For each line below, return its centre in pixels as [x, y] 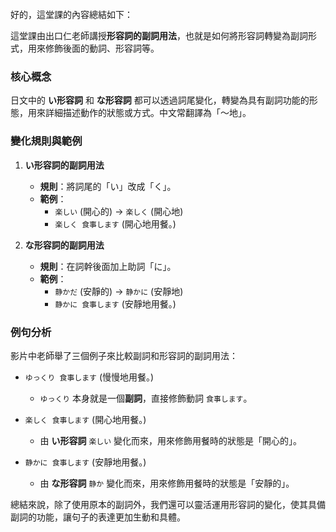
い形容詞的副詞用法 [64, 165]
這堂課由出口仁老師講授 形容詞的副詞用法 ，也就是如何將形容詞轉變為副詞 [159, 35]
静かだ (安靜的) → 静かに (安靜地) [119, 291]
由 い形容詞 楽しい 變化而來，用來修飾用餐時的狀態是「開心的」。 [171, 440]
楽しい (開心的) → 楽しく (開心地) [119, 211]
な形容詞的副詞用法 [64, 245]
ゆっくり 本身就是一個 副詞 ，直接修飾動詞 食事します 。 [146, 398]
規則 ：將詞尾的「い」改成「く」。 [108, 186]
